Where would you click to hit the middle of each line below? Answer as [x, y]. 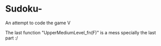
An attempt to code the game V [38, 23]
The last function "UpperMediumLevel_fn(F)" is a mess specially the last [80, 32]
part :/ [12, 38]
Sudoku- [24, 9]
